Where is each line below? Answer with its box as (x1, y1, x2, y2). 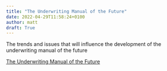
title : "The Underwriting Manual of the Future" (6, 8, 127, 15)
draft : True (6, 24, 35, 31)
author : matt (6, 19, 38, 25)
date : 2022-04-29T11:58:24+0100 (6, 14, 85, 20)
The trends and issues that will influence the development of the (6, 41, 162, 48)
